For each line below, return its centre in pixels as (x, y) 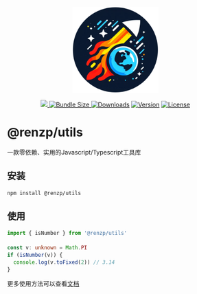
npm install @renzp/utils (44, 193)
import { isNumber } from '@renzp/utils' (67, 234)
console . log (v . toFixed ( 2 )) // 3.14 (64, 262)
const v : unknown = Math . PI (47, 248)
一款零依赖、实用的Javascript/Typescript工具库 (74, 152)
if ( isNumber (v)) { (35, 255)
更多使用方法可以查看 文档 (43, 283)
